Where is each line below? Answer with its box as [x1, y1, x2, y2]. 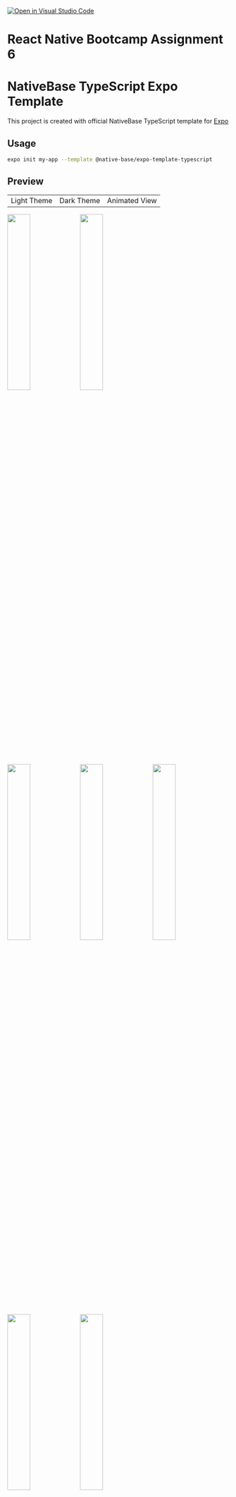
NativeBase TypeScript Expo [7, 78, 178, 94]
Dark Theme [59, 195, 101, 205]
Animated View [106, 195, 157, 205]
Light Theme [11, 195, 53, 205]
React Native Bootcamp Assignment [7, 32, 223, 47]
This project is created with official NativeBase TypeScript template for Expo [7, 117, 229, 126]
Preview [7, 176, 44, 188]
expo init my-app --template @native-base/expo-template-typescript [7, 156, 213, 163]
